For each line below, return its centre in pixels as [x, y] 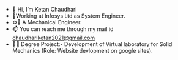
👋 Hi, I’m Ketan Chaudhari [44, 9]
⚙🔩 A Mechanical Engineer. [47, 22]
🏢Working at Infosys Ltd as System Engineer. [69, 16]
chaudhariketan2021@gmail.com [54, 38]
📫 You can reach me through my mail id [63, 29]
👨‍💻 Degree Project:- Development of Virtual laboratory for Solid [92, 44]
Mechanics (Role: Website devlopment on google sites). [82, 51]
